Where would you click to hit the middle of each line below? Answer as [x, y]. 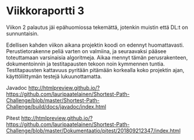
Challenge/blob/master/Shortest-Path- [53, 100]
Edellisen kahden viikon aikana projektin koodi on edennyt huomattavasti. [95, 45]
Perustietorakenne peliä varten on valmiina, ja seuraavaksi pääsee [86, 51]
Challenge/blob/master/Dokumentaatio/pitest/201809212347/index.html [93, 131]
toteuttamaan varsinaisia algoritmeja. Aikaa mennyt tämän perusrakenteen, [97, 57]
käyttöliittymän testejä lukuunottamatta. [54, 76]
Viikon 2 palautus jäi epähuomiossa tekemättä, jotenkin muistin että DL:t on [97, 27]
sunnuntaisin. [22, 33]
